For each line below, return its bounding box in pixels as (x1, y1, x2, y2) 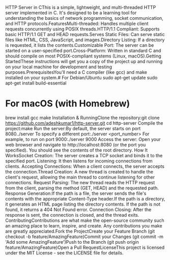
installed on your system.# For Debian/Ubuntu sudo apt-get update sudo (5, 75, 158, 80)
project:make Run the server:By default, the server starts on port (5, 125, 141, 131)
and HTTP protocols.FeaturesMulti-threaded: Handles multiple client (5, 20, 149, 26)
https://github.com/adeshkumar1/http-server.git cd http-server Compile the (5, 120, 163, 126)
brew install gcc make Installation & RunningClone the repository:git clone (5, 114, 160, 121)
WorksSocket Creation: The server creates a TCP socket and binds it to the (5, 152, 163, 158)
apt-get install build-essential (5, 80, 67, 86)
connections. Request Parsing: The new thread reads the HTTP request (5, 179, 155, 185)
